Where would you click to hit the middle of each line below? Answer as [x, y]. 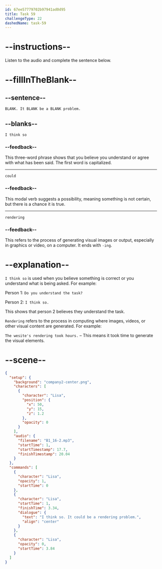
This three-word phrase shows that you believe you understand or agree [77, 157]
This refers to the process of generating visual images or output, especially [80, 240]
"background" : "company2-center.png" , [53, 382]
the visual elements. [25, 340]
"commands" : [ [23, 468]
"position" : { [36, 400]
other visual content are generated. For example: [54, 326]
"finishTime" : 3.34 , [38, 508]
